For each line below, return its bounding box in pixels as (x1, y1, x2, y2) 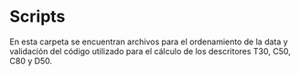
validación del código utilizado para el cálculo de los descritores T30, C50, (9, 45, 291, 56)
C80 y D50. (9, 55, 53, 66)
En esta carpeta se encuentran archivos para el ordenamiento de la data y (9, 36, 288, 47)
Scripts (9, 6, 66, 27)
